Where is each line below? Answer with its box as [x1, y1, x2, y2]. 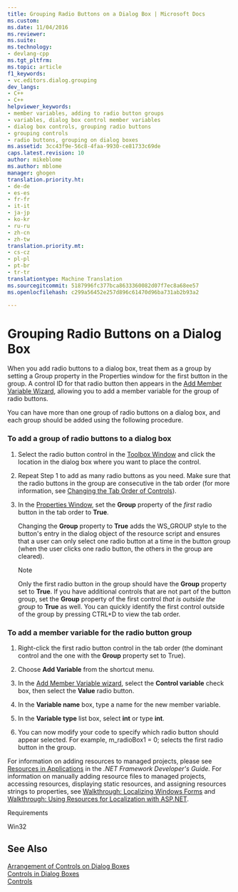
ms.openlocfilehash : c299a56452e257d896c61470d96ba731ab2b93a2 [7, 289, 200, 296]
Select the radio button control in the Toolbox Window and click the [17, 450, 216, 458]
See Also [7, 843, 48, 855]
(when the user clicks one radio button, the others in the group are [17, 544, 213, 553]
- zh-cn [7, 229, 31, 236]
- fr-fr [7, 196, 31, 203]
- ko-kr [7, 216, 31, 223]
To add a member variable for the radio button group [7, 628, 192, 638]
